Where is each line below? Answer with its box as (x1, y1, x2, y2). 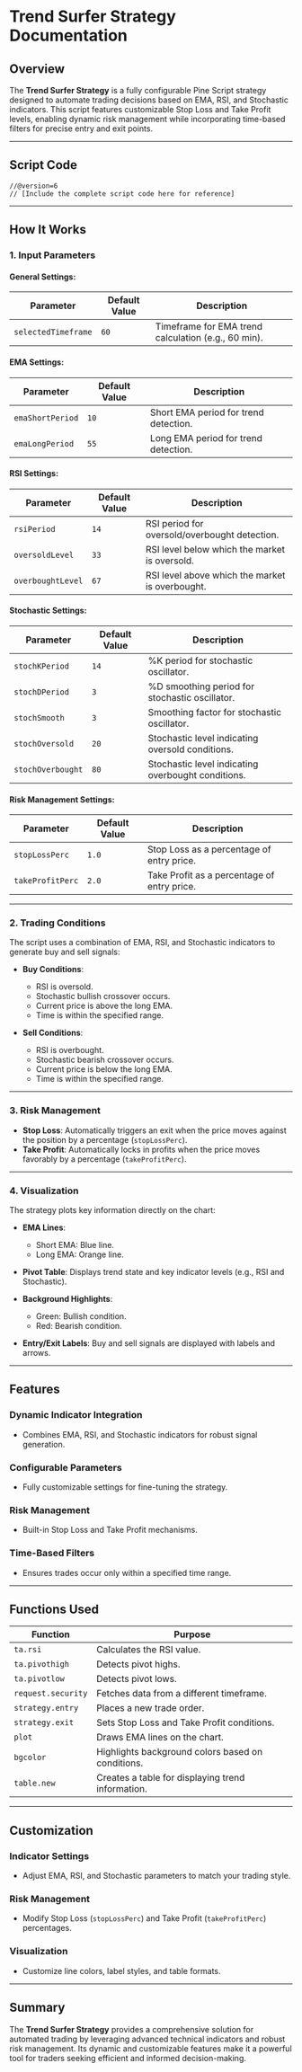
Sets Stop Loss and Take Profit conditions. (95, 1716, 275, 1729)
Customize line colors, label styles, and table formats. (22, 1965, 222, 1976)
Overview (9, 61, 66, 76)
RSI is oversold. (35, 981, 93, 992)
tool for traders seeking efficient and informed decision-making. (9, 2052, 247, 2063)
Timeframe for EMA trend (155, 321, 263, 333)
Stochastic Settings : (9, 605, 87, 616)
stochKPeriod (13, 660, 70, 671)
